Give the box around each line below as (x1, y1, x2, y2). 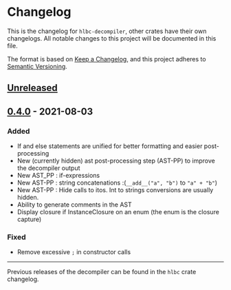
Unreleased (7, 82, 58, 94)
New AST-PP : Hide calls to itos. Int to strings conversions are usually (16, 186, 214, 194)
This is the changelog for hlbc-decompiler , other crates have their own (7, 27, 207, 35)
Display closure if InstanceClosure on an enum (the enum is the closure (16, 208, 220, 216)
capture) (16, 215, 42, 224)
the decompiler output (16, 164, 80, 172)
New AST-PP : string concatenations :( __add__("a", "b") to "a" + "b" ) (16, 178, 218, 187)
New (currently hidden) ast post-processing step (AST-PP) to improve (16, 156, 215, 165)
